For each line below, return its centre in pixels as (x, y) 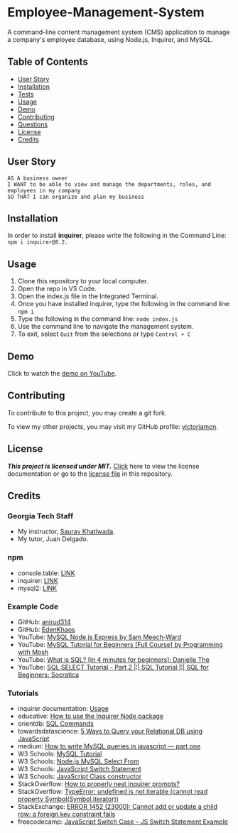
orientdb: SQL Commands (55, 724)
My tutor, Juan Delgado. (53, 539)
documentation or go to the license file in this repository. (90, 474)
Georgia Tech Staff (40, 516)
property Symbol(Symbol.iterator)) (68, 799)
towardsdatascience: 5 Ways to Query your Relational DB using (110, 731)
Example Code (33, 606)
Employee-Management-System (106, 12)
